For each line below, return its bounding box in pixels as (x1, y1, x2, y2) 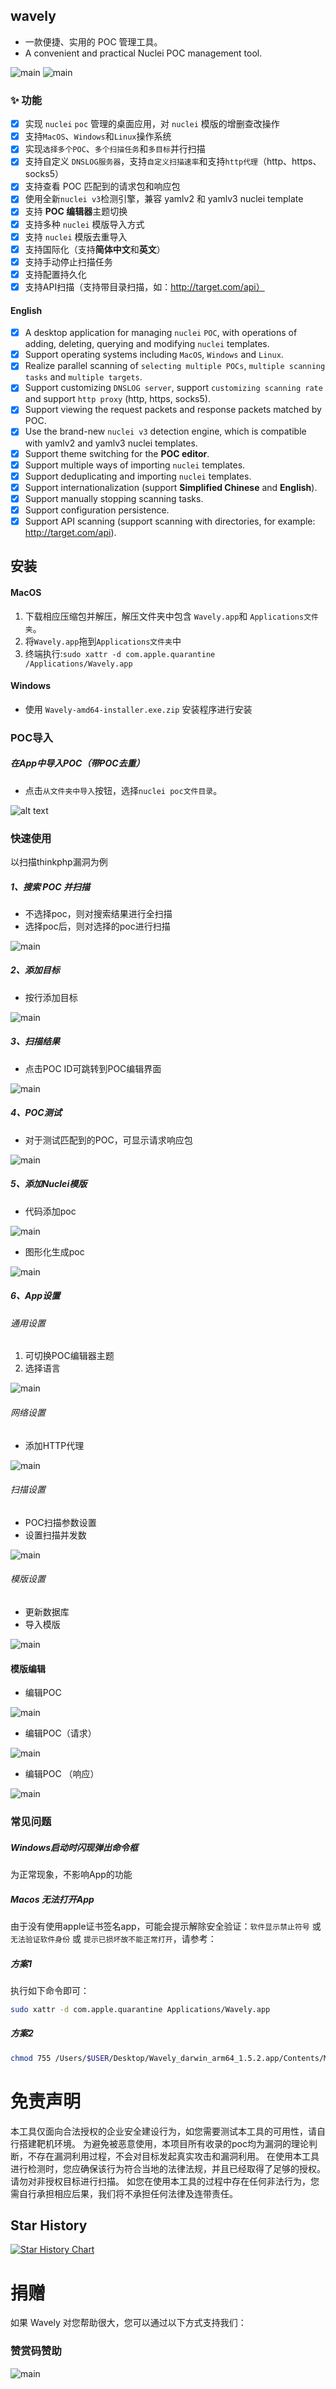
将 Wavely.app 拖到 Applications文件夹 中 (24, 635, 182, 647)
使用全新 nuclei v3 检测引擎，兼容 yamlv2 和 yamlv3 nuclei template (24, 193, 304, 205)
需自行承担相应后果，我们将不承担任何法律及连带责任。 (10, 2187, 238, 2199)
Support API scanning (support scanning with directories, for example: (24, 515, 316, 527)
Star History (10, 2217, 88, 2234)
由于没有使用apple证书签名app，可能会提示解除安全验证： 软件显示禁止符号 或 (10, 1920, 322, 1933)
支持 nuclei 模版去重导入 (24, 230, 128, 243)
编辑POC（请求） (24, 1727, 97, 1739)
